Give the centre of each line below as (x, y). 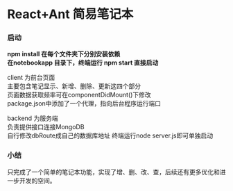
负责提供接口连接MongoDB (46, 127)
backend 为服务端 (33, 118)
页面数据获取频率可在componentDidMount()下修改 (79, 95)
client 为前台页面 (31, 78)
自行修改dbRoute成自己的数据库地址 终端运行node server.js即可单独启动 (110, 135)
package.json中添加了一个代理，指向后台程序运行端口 (84, 103)
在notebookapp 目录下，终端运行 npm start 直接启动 (83, 63)
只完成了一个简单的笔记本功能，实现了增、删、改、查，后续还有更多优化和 (113, 172)
